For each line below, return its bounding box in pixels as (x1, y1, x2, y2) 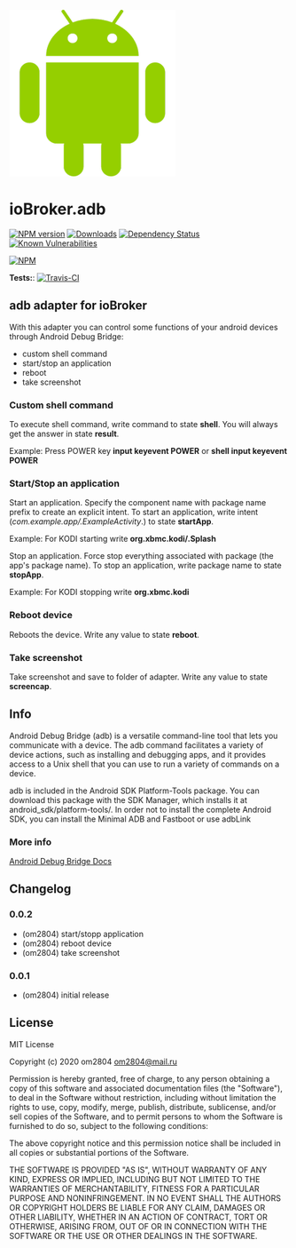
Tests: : (9, 272, 35, 282)
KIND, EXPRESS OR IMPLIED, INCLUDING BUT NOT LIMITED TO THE (9, 1173, 261, 1184)
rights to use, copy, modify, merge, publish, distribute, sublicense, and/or (9, 1101, 277, 1112)
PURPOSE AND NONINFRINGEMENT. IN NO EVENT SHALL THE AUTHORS (9, 1192, 282, 1204)
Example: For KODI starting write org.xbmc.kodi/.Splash (9, 534, 217, 545)
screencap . (9, 680, 52, 691)
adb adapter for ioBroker (9, 298, 148, 314)
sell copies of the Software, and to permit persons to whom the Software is (9, 1111, 284, 1122)
